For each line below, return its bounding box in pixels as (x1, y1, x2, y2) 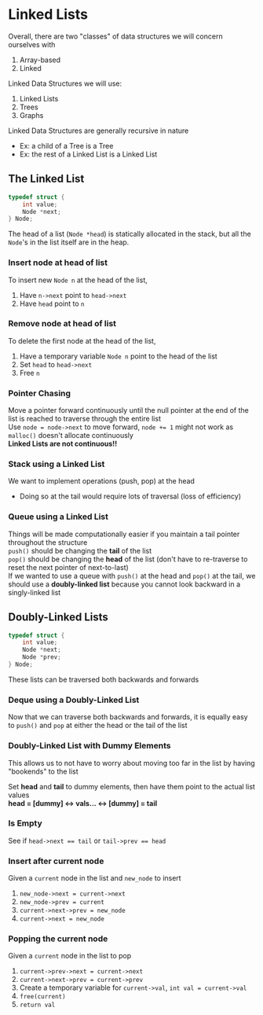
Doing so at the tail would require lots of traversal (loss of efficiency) (19, 491, 242, 501)
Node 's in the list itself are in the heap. (8, 237, 130, 247)
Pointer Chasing (8, 388, 71, 399)
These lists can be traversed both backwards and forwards (8, 675, 199, 684)
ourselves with (8, 39, 56, 49)
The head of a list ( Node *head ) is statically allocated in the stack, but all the (8, 230, 251, 239)
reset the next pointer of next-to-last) (8, 562, 130, 572)
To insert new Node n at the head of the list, (8, 275, 148, 285)
